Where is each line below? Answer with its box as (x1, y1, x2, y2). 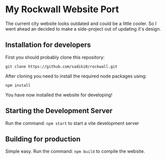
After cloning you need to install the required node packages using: (5, 73, 147, 79)
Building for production (5, 135, 81, 143)
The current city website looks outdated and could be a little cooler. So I (5, 20, 157, 26)
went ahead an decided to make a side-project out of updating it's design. (5, 25, 161, 32)
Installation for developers (5, 41, 91, 49)
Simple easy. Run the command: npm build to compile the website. (5, 148, 146, 154)
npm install (5, 83, 31, 88)
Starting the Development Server (5, 107, 113, 115)
